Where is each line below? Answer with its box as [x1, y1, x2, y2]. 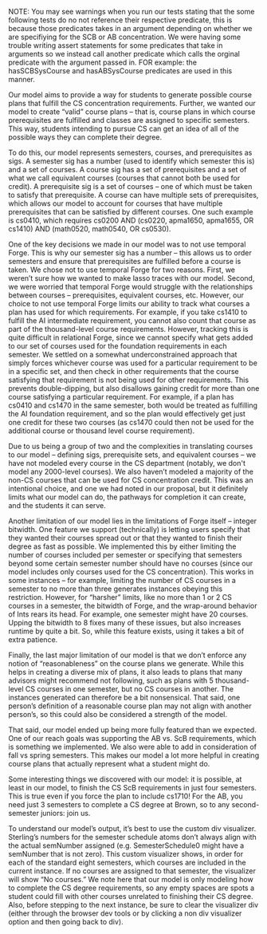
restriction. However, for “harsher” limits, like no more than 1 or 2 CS [8, 593, 233, 601]
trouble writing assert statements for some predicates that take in [8, 41, 223, 50]
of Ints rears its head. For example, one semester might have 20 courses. [8, 609, 249, 619]
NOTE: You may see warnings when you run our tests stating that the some [8, 7, 255, 16]
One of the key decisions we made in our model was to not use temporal [8, 239, 246, 249]
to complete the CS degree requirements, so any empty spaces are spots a [8, 883, 255, 893]
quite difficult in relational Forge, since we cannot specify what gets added [8, 333, 253, 342]
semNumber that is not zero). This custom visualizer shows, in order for [8, 849, 244, 858]
